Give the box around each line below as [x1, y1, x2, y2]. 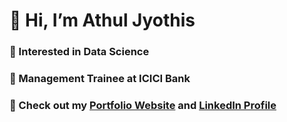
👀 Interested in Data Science [9, 45, 150, 59]
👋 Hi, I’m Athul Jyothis [9, 9, 196, 32]
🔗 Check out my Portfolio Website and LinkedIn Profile [9, 98, 277, 112]
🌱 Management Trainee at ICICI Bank [9, 72, 191, 86]
